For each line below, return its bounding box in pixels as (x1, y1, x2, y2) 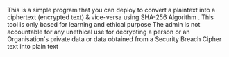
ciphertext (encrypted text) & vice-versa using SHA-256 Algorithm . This (7, 13, 214, 21)
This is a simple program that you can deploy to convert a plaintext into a (7, 6, 216, 14)
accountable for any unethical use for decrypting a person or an (7, 27, 190, 36)
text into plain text (7, 43, 59, 50)
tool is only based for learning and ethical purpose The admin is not (7, 21, 201, 28)
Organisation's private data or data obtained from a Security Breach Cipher (7, 35, 222, 43)
